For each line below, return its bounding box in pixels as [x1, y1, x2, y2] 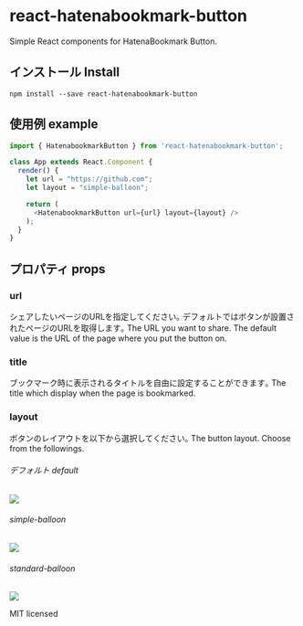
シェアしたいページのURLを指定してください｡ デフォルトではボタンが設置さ [9, 312, 295, 322]
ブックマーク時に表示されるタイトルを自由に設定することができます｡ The [9, 377, 287, 388]
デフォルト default [9, 465, 79, 476]
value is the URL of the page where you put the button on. [9, 333, 227, 344]
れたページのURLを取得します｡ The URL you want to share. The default [9, 323, 277, 334]
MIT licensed [9, 609, 58, 620]
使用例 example [9, 116, 99, 133]
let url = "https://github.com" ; [26, 175, 153, 184]
